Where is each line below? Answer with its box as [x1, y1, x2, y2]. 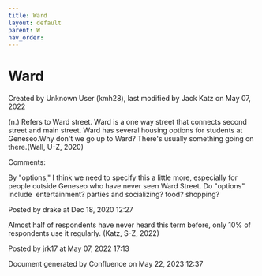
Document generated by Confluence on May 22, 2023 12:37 [8, 259, 204, 269]
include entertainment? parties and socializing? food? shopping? [8, 190, 219, 200]
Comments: [8, 158, 46, 167]
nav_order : [8, 33, 44, 42]
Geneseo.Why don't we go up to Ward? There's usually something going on [8, 134, 254, 144]
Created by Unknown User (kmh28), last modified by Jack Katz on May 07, [8, 94, 251, 103]
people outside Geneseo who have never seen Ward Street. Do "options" [8, 181, 245, 191]
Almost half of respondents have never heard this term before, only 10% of [8, 220, 251, 229]
